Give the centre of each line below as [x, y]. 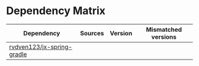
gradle [18, 54]
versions [164, 37]
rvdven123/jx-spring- [41, 47]
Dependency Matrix [56, 11]
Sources [92, 33]
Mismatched [164, 29]
